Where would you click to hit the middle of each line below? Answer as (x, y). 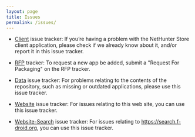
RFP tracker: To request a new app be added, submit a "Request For (97, 63)
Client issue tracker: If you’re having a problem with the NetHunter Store (102, 39)
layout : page (22, 11)
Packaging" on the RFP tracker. (52, 69)
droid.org (26, 128)
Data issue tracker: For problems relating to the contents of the (91, 80)
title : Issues (23, 17)
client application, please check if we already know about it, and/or (96, 45)
